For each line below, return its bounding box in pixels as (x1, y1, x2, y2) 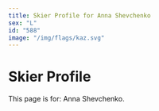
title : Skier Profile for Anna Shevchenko (8, 11, 151, 20)
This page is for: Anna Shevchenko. (8, 94, 125, 104)
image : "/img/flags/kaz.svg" (8, 33, 105, 42)
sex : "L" (8, 19, 37, 27)
